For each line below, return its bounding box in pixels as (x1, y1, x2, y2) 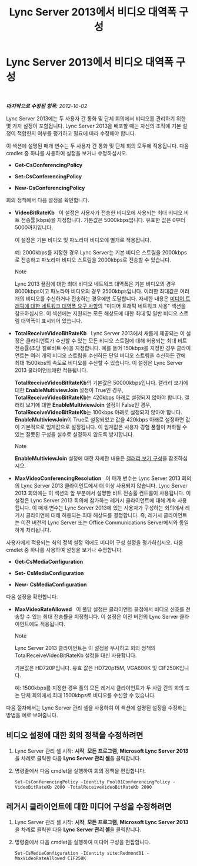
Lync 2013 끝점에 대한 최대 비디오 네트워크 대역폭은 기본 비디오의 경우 (14, 280, 176, 287)
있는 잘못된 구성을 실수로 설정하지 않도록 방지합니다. (14, 430, 134, 437)
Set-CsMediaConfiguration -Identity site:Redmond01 (14, 850, 144, 856)
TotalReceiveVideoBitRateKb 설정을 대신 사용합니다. (14, 652, 137, 659)
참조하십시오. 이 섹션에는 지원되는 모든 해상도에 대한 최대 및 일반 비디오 (14, 309, 178, 316)
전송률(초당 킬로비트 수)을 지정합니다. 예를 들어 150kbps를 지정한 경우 (14, 344, 175, 351)
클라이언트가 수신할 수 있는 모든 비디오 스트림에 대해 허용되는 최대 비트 (25, 337, 188, 344)
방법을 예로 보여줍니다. (6, 711, 58, 718)
